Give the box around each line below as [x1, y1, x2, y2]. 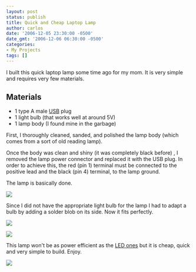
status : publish [6, 14, 46, 20]
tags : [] [6, 53, 28, 58]
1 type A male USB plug [14, 107, 72, 115]
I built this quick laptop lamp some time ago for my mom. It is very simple [6, 68, 184, 76]
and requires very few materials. [6, 75, 84, 82]
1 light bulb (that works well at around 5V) [14, 114, 116, 121]
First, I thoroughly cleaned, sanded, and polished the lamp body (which [6, 132, 179, 139]
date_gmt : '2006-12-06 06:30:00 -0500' [6, 36, 104, 42]
